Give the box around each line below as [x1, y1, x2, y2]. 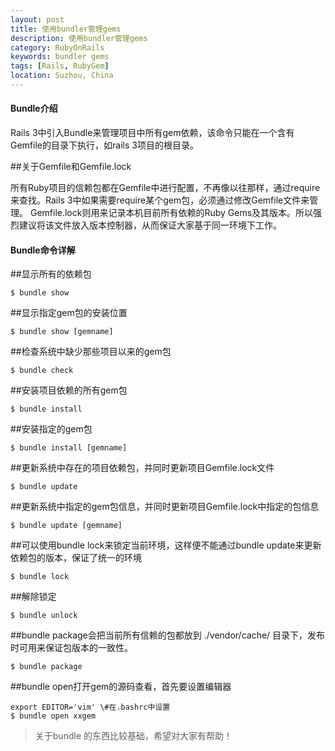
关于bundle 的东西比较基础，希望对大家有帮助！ [34, 730, 233, 742]
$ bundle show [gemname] [10, 327, 114, 337]
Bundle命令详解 [10, 244, 76, 256]
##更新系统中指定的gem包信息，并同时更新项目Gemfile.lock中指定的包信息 [10, 501, 320, 513]
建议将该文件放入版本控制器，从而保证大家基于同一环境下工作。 [18, 219, 282, 231]
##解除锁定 [10, 591, 57, 603]
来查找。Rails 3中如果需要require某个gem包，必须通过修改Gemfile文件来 [10, 194, 310, 206]
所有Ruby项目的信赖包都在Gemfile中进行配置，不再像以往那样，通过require [10, 182, 321, 194]
